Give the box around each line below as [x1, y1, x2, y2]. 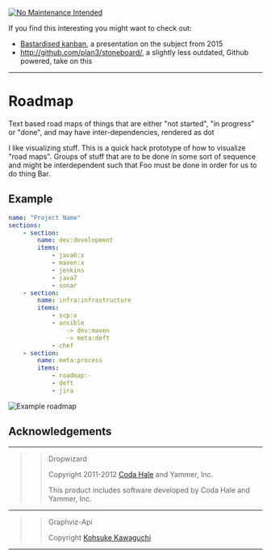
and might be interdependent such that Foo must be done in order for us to [8, 160, 257, 170]
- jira [51, 387, 74, 395]
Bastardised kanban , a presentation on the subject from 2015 [19, 39, 223, 49]
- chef [51, 341, 74, 349]
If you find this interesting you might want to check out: [8, 23, 192, 32]
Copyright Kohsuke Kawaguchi [48, 532, 152, 542]
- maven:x [51, 259, 85, 267]
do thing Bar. [8, 168, 51, 178]
